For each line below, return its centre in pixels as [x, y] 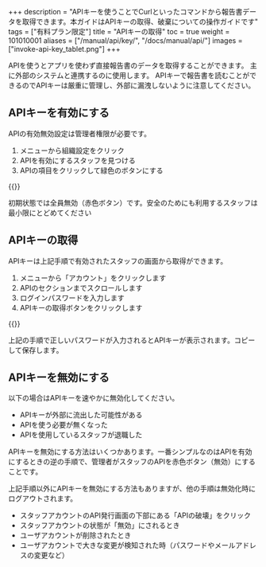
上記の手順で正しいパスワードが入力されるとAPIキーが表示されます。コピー [132, 340]
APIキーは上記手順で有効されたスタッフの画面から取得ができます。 [118, 260]
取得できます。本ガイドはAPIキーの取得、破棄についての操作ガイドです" [140, 22]
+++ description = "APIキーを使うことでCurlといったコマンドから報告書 [125, 12]
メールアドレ [235, 545]
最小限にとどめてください [50, 213]
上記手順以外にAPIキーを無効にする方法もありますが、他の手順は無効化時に [132, 489]
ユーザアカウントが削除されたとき [75, 535]
